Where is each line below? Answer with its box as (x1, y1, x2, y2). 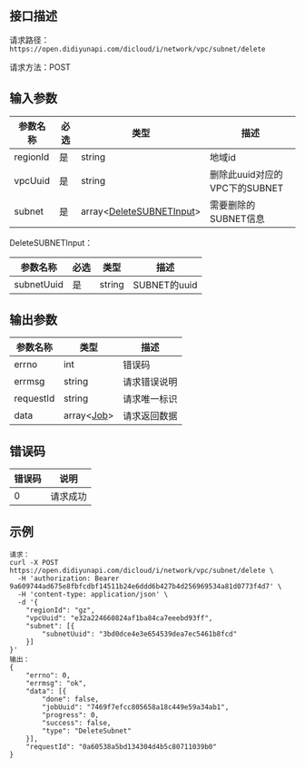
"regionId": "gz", (25, 606, 95, 615)
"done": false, (42, 695, 100, 705)
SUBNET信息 (210, 212, 265, 225)
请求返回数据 (122, 410, 178, 423)
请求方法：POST (9, 62, 71, 73)
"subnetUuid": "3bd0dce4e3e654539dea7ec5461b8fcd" (42, 629, 238, 639)
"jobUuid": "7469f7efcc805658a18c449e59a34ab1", (42, 703, 230, 712)
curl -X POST (9, 559, 59, 568)
